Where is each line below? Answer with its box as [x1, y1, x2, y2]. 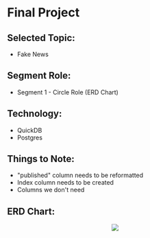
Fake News [16, 50, 49, 58]
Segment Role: [7, 70, 71, 81]
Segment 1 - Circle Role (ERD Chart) [16, 88, 118, 96]
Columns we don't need [16, 186, 85, 194]
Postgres [16, 133, 43, 142]
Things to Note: [7, 153, 75, 165]
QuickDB [16, 126, 42, 134]
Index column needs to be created [16, 178, 114, 187]
